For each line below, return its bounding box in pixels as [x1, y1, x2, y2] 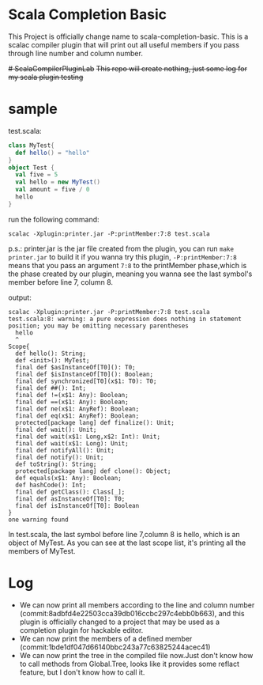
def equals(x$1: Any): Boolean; [15, 474, 122, 482]
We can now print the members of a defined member [19, 634, 193, 643]
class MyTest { [8, 141, 55, 149]
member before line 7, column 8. [8, 277, 113, 286]
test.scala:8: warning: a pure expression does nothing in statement [8, 315, 242, 323]
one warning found [8, 516, 69, 524]
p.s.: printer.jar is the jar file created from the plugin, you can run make [8, 244, 235, 253]
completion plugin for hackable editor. [19, 625, 144, 634]
